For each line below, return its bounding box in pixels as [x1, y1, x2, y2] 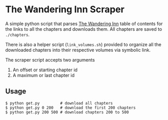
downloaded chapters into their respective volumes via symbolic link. [5, 47, 151, 53]
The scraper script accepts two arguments [5, 56, 95, 63]
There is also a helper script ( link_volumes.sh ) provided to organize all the [5, 41, 162, 47]
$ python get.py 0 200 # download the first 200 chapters [5, 105, 136, 110]
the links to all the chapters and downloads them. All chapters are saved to [5, 26, 162, 32]
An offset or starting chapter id [12, 67, 78, 73]
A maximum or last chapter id [12, 72, 75, 78]
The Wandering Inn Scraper [5, 4, 125, 15]
